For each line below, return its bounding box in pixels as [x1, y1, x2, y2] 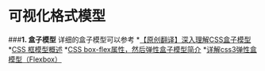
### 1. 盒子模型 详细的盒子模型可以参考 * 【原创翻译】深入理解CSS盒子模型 [8, 35, 252, 44]
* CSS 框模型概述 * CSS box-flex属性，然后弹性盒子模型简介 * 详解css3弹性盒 [8, 44, 258, 54]
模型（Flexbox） [8, 54, 62, 64]
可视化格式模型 [8, 7, 106, 25]
